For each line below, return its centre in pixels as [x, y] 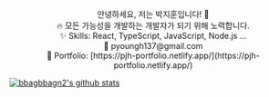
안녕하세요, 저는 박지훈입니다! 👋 [153, 14]
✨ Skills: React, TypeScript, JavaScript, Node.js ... [153, 36]
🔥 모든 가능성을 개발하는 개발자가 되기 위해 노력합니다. [153, 25]
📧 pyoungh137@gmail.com [153, 46]
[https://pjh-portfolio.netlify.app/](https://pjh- [175, 55]
